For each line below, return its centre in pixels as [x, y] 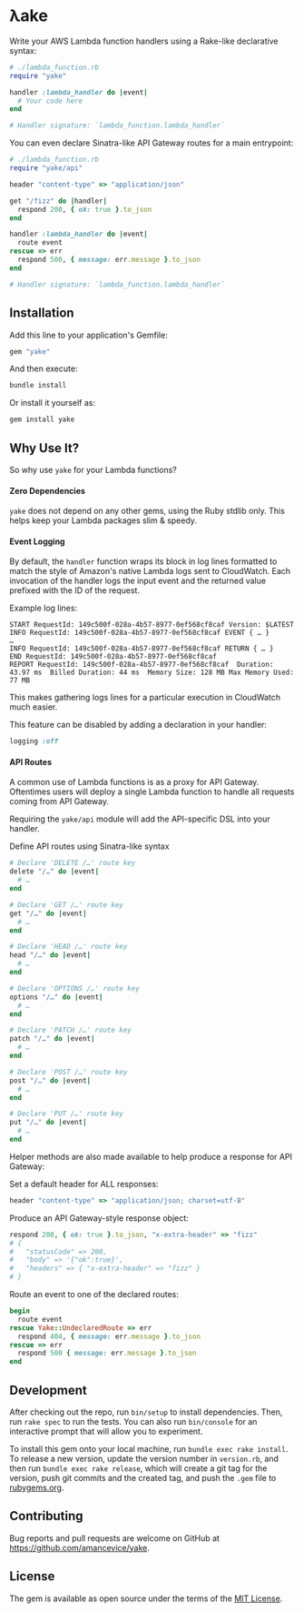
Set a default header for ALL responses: [84, 1184]
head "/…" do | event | [50, 955]
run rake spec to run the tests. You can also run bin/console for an [133, 1421]
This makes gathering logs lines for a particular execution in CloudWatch [145, 698]
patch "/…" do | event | [52, 1039]
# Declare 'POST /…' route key [69, 1072]
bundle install [38, 386]
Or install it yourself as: [52, 403]
